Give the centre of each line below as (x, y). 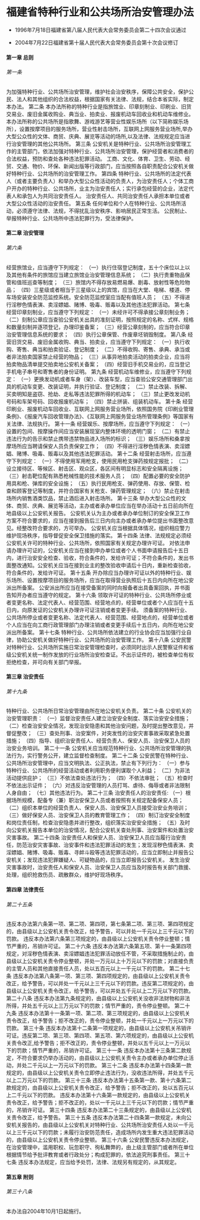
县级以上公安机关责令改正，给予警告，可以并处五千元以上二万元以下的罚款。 (100, 991)
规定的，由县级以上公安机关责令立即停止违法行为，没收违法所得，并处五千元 (100, 1073)
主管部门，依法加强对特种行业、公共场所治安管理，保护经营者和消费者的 (105, 151)
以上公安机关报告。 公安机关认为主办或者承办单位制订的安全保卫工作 (106, 513)
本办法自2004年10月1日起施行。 (45, 1211)
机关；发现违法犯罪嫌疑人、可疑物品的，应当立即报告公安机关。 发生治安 (101, 860)
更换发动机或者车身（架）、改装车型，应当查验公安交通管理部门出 (113, 379)
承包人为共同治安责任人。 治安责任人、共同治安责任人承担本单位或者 (106, 196)
